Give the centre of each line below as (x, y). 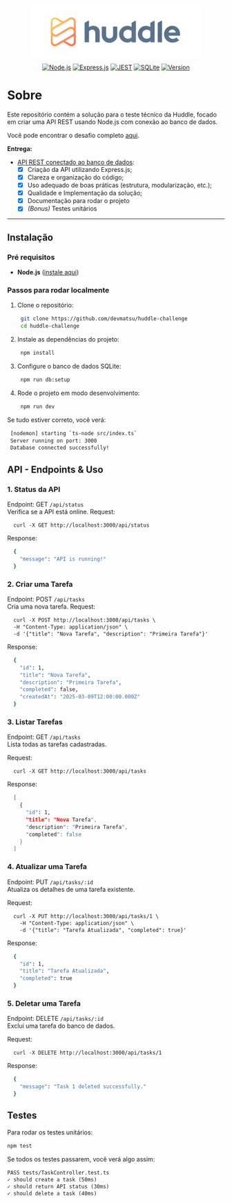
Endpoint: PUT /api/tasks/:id (50, 881)
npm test (20, 1145)
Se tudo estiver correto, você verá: (57, 420)
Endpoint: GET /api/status (46, 504)
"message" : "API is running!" (63, 559)
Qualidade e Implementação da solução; (85, 193)
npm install (38, 353)
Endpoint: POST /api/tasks (46, 599)
